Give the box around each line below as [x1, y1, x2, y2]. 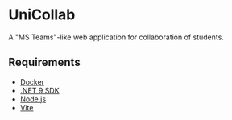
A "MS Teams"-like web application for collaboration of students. [8, 32, 224, 42]
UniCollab [8, 6, 76, 24]
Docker [19, 77, 45, 86]
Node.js [19, 94, 47, 104]
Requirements [8, 56, 81, 69]
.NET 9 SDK [19, 85, 60, 95]
